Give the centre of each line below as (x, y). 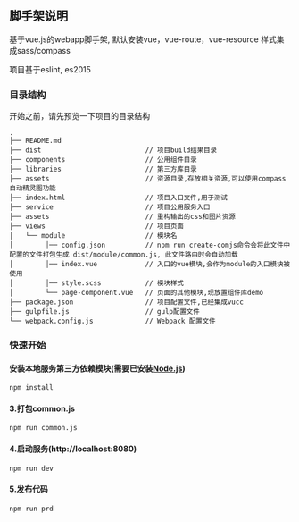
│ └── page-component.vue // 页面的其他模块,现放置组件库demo (137, 293)
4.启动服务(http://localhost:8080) (73, 449)
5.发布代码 (29, 489)
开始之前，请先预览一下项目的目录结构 (79, 116)
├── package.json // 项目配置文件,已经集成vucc (126, 302)
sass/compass (44, 50)
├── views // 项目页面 (97, 226)
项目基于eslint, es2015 (50, 69)
